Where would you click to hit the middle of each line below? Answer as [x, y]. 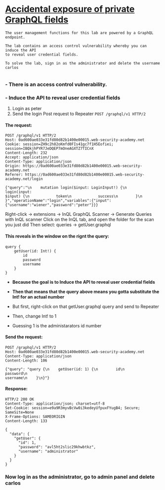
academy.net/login [24, 179]
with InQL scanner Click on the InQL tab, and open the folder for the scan [80, 220]
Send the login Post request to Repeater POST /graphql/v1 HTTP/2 [79, 114]
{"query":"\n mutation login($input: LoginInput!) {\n [66, 188]
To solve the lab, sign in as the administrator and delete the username [83, 63]
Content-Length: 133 [26, 421]
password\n [16, 373]
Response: [17, 389]
